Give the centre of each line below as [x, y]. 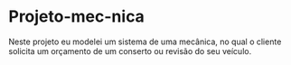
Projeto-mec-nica [77, 17]
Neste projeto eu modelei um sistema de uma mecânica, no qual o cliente [145, 42]
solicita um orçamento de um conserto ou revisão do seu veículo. [130, 51]
